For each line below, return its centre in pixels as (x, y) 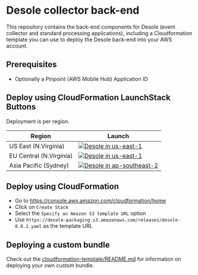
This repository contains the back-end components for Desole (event (91, 27)
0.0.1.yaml (28, 227)
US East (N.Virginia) (37, 146)
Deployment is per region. (38, 121)
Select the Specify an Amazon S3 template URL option (80, 213)
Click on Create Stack (41, 207)
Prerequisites (32, 65)
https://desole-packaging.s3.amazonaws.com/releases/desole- (103, 220)
